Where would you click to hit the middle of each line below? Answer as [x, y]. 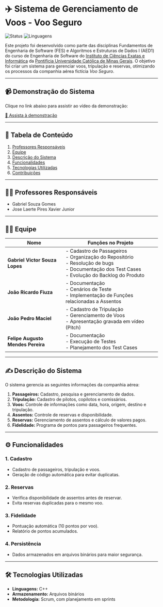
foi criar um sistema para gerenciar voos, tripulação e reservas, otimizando [80, 66]
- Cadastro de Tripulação [94, 310]
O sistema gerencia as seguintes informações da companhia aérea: [72, 385]
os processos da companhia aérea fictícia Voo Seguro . [60, 71]
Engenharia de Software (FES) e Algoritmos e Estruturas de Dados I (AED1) [80, 51]
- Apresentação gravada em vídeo [105, 322]
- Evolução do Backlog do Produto [105, 276]
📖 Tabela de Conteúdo [39, 135]
